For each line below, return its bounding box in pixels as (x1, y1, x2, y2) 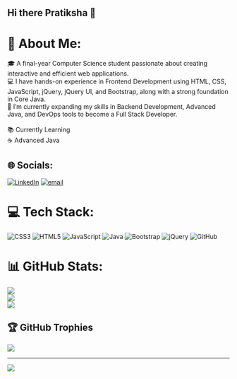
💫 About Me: (7, 35, 82, 52)
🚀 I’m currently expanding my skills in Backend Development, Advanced (7, 103, 217, 111)
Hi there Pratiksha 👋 (7, 7, 97, 19)
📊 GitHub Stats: (7, 259, 104, 274)
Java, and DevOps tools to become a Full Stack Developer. (7, 110, 178, 119)
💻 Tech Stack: (7, 204, 95, 220)
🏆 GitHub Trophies (7, 322, 94, 334)
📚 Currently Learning (7, 125, 71, 134)
